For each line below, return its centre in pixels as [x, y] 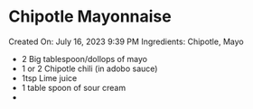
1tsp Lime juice [49, 77]
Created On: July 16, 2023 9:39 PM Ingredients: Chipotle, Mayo [126, 41]
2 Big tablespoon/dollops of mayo [84, 59]
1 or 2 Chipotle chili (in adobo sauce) [89, 68]
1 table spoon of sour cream [74, 87]
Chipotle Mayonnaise [90, 17]
